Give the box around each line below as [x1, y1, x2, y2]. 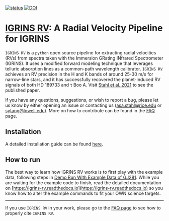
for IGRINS [5, 33, 50, 45]
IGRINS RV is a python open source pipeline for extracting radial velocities [5, 49, 156, 55]
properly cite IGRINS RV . [5, 210, 54, 216]
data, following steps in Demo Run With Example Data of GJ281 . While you [5, 174, 159, 180]
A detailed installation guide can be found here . [5, 141, 103, 147]
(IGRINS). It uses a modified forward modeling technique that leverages [5, 60, 153, 66]
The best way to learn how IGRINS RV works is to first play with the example [5, 169, 163, 175]
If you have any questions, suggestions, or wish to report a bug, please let [5, 97, 159, 103]
